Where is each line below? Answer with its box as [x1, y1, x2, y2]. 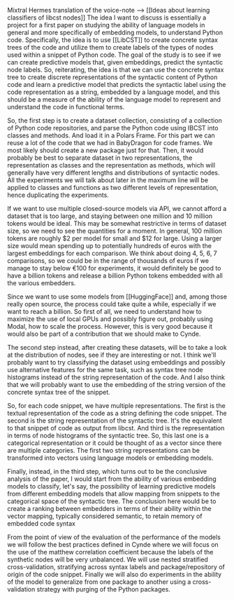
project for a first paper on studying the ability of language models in [7, 21, 205, 29]
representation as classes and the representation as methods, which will [7, 161, 215, 169]
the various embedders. [7, 279, 76, 287]
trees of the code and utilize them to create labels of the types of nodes [7, 43, 214, 51]
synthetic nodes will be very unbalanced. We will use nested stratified [7, 555, 208, 564]
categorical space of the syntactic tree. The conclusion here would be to [7, 497, 217, 505]
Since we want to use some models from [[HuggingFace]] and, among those [7, 292, 227, 301]
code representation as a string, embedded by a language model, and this [7, 88, 220, 96]
